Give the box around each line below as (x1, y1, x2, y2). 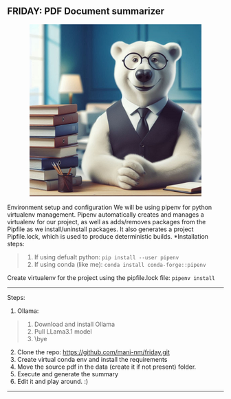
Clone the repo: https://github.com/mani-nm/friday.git (16, 347, 170, 356)
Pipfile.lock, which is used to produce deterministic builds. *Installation (7, 232, 208, 240)
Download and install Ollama (34, 320, 115, 328)
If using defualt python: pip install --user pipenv (34, 252, 179, 261)
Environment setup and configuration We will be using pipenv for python (7, 203, 212, 211)
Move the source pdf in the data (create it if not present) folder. (16, 363, 197, 371)
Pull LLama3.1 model (34, 327, 92, 336)
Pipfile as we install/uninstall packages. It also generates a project (7, 225, 194, 233)
